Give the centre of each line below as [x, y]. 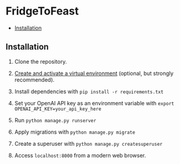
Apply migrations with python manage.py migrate [75, 132]
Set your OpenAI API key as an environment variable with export [94, 103]
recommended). [34, 79]
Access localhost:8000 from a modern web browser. [80, 155]
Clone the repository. [40, 61]
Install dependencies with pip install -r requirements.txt [89, 91]
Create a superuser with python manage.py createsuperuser [88, 143]
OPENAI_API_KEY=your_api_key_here [58, 109]
